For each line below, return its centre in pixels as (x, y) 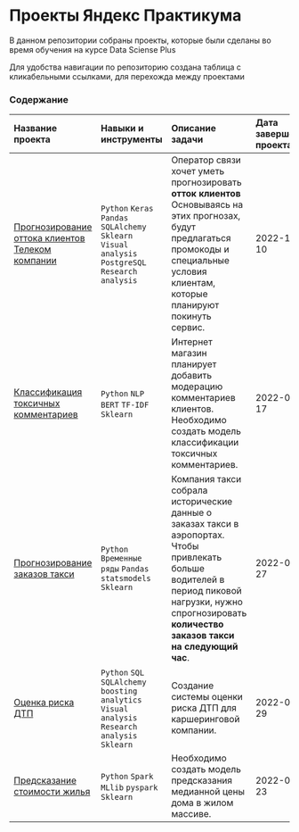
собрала (190, 490)
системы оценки (207, 697)
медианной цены (208, 792)
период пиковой (206, 591)
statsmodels (126, 578)
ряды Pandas (125, 569)
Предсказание (45, 780)
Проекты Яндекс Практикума (125, 16)
